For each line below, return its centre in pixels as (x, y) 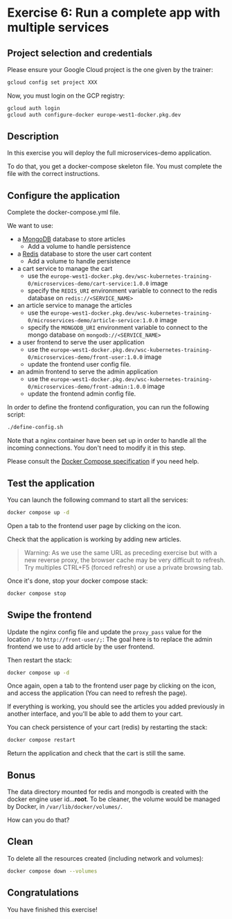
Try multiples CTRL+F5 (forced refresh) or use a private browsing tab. (124, 567)
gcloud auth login (34, 108)
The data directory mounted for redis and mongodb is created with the (108, 792)
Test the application (51, 483)
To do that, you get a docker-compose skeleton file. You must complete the (115, 166)
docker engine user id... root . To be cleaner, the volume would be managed (114, 799)
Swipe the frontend (50, 615)
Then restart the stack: (40, 660)
